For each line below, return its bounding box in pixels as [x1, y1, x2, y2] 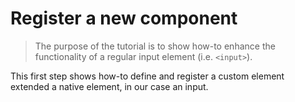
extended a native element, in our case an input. [10, 80, 209, 92]
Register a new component [10, 7, 238, 30]
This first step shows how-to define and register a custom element [10, 70, 285, 82]
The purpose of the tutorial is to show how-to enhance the [34, 40, 276, 52]
